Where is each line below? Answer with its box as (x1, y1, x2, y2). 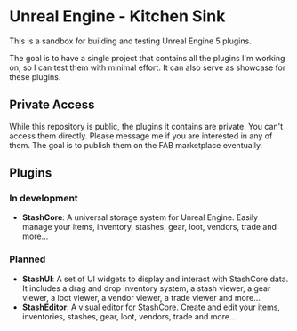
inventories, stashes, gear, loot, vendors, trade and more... (21, 311, 237, 321)
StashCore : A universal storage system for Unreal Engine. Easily (21, 212, 259, 223)
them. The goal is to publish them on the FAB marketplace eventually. (9, 139, 263, 150)
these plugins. (9, 71, 61, 82)
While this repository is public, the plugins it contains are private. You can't (9, 121, 284, 131)
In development (9, 193, 78, 205)
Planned (9, 253, 46, 265)
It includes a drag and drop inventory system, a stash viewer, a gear (21, 282, 271, 294)
